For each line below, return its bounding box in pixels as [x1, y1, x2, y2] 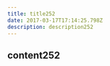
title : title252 [7, 10, 55, 18]
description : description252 [7, 23, 94, 30]
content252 [7, 49, 60, 61]
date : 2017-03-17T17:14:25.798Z [7, 17, 103, 24]
